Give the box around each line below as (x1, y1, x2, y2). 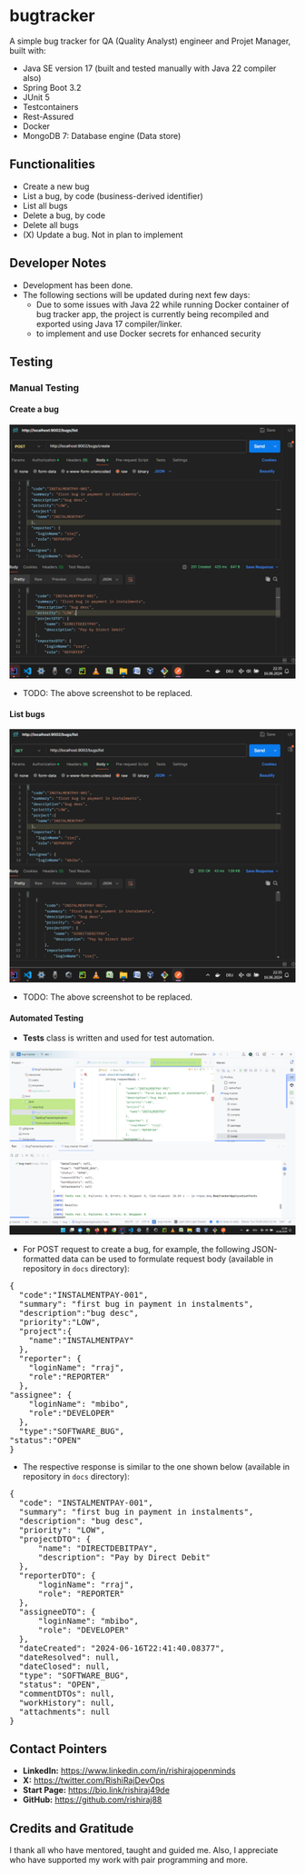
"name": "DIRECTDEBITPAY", (37, 1542, 159, 1553)
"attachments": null (18, 1706, 111, 1717)
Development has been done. (22, 279, 133, 291)
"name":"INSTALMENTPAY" (28, 1335, 134, 1345)
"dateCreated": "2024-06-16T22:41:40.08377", (18, 1642, 225, 1653)
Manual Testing (9, 381, 80, 394)
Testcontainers (22, 101, 79, 112)
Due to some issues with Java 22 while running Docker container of (35, 299, 290, 310)
